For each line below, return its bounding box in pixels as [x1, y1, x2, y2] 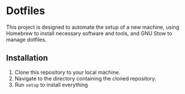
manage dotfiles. [6, 36, 47, 43]
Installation [6, 53, 48, 63]
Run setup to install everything [14, 81, 88, 88]
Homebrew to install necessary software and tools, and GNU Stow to [6, 29, 172, 36]
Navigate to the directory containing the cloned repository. [14, 75, 157, 82]
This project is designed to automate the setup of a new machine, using [6, 23, 180, 31]
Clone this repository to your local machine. [14, 69, 120, 76]
